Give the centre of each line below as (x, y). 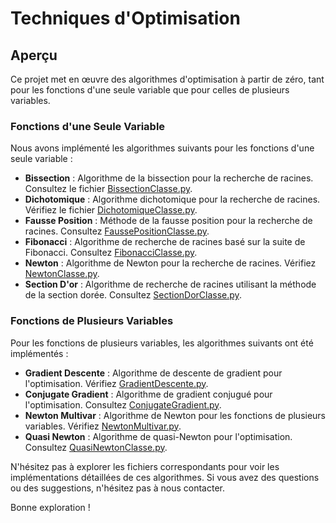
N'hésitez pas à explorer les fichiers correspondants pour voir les (145, 466)
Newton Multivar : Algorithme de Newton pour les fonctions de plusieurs (175, 415)
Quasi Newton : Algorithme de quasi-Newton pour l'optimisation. (158, 436)
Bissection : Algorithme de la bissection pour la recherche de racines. (169, 178)
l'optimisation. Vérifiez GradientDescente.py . (116, 383)
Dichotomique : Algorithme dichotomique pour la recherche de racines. (172, 199)
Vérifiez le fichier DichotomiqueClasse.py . (111, 210)
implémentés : (39, 353)
